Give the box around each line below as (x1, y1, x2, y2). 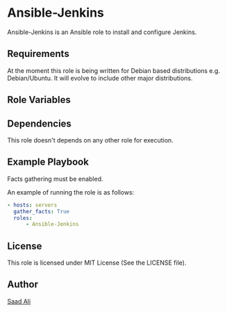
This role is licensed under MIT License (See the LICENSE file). (7, 258, 187, 267)
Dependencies (7, 117, 72, 129)
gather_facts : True (13, 208, 70, 215)
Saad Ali (7, 297, 31, 305)
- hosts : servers (7, 202, 58, 208)
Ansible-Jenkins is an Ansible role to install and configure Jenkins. (7, 28, 197, 36)
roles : (13, 214, 33, 222)
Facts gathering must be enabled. (7, 174, 103, 183)
